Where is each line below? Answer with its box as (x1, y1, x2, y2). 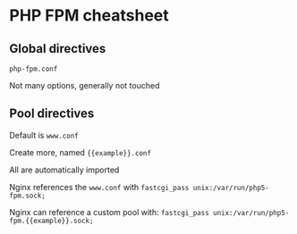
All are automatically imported (9, 164, 120, 175)
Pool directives (9, 106, 95, 121)
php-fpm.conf (9, 64, 58, 73)
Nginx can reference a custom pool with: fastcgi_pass (9, 206, 210, 217)
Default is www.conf (9, 130, 79, 140)
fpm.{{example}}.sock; (9, 216, 94, 225)
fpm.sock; (9, 191, 47, 200)
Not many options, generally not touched (9, 80, 160, 90)
